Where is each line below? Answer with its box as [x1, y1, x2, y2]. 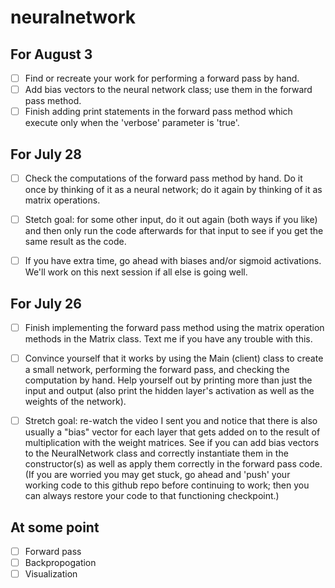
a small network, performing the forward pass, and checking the [24, 364, 290, 376]
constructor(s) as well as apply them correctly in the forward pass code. [24, 458, 323, 470]
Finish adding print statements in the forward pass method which [24, 106, 293, 118]
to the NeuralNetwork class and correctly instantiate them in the [24, 447, 289, 460]
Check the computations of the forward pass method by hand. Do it [24, 172, 303, 184]
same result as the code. [24, 236, 127, 248]
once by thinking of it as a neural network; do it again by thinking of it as [24, 184, 323, 196]
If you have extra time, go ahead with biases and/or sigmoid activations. [24, 255, 322, 267]
